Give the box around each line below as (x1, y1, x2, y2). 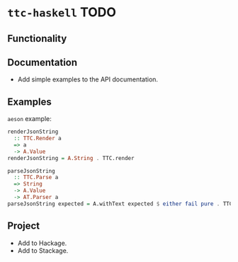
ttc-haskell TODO (7, 4, 117, 21)
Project (7, 220, 40, 232)
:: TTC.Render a (13, 135, 62, 142)
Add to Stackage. (17, 246, 69, 255)
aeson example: (7, 115, 52, 123)
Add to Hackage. (17, 239, 67, 247)
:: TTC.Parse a (13, 174, 59, 181)
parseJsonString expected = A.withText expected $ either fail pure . (7, 200, 220, 207)
